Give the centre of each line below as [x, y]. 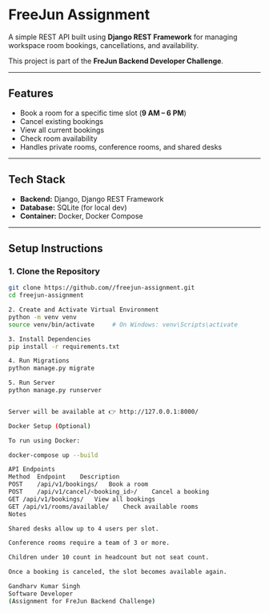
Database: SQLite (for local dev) [73, 207]
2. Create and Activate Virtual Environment [84, 310]
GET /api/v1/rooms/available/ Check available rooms [103, 507]
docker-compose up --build [53, 455]
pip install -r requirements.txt [64, 347]
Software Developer [41, 594]
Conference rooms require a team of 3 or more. [89, 543]
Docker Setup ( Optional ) [50, 426]
